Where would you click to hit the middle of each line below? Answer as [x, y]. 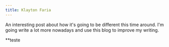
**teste [13, 40]
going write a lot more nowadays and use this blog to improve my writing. [82, 30]
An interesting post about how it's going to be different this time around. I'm [84, 25]
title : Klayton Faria [28, 10]
